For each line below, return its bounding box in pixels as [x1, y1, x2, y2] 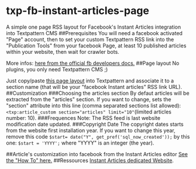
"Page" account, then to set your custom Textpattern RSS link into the [6, 36, 174, 43]
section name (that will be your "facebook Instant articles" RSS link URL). [6, 83, 183, 90]
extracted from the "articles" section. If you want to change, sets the [6, 95, 171, 103]
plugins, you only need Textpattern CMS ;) [6, 65, 108, 73]
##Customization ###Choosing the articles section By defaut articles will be [6, 89, 190, 96]
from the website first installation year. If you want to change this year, [6, 127, 176, 134]
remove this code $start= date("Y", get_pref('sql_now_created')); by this [6, 133, 190, 140]
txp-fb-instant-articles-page [6, 4, 149, 18]
